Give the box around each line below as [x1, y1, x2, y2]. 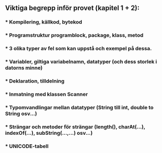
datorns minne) [5, 64, 43, 71]
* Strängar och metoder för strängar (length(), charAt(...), [5, 123, 145, 130]
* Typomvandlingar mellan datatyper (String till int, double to [5, 104, 154, 111]
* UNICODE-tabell [5, 143, 49, 150]
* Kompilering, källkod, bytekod [5, 19, 82, 26]
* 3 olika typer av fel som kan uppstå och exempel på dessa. [5, 45, 152, 52]
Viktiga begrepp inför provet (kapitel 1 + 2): [5, 4, 140, 12]
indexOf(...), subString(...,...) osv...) [5, 129, 93, 136]
